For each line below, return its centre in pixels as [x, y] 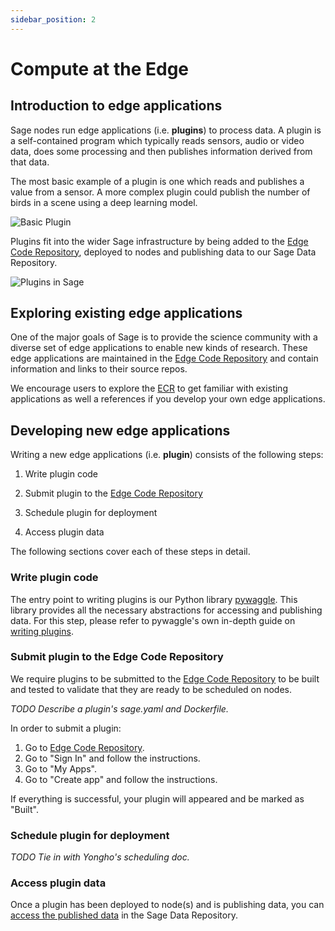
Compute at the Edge [100, 68]
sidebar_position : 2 [53, 19]
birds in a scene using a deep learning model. [104, 202]
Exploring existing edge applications [126, 313]
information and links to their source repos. [99, 369]
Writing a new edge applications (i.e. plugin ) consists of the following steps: [167, 455]
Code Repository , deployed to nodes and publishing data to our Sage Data [163, 252]
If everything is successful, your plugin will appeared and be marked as [157, 798]
